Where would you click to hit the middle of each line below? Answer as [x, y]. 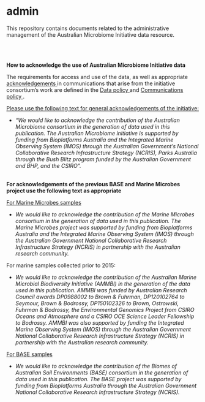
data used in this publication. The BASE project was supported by [98, 379]
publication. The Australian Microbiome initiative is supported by [97, 133]
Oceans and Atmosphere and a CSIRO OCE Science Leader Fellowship [105, 316]
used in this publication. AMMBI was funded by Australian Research [101, 290]
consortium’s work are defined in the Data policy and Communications [95, 89]
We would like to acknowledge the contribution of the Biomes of [96, 366]
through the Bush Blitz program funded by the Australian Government [103, 159]
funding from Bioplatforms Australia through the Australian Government [106, 385]
